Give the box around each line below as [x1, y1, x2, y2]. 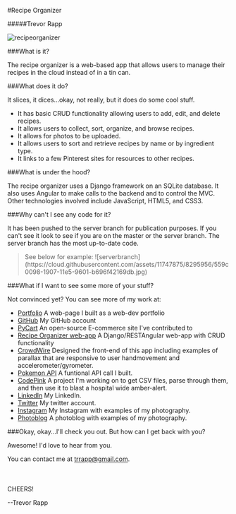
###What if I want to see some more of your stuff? [7, 282, 154, 289]
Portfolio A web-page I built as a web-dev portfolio [17, 309, 166, 317]
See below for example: [24, 253, 94, 261]
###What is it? [7, 47, 49, 55]
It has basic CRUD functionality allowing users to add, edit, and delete [17, 109, 221, 117]
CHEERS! [7, 485, 34, 493]
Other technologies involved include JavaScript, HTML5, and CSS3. [7, 197, 204, 205]
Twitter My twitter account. [17, 399, 97, 407]
